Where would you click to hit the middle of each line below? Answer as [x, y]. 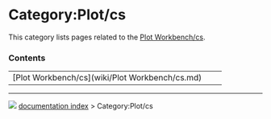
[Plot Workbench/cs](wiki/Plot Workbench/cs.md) [107, 78]
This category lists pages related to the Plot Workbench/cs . [107, 37]
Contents [27, 58]
